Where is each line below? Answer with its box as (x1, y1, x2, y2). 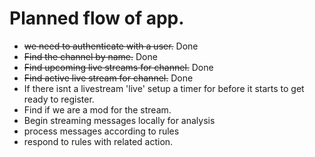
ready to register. (23, 93, 95, 105)
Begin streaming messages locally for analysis (23, 114, 216, 126)
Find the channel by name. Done (23, 50, 158, 62)
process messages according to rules (23, 125, 180, 137)
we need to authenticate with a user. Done (23, 40, 199, 52)
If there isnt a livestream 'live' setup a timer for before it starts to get (23, 82, 305, 94)
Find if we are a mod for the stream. (23, 103, 172, 116)
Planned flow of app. (9, 7, 185, 30)
